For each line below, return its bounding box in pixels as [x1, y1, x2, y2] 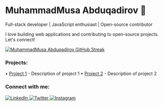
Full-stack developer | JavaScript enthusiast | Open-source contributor [5, 21, 153, 27]
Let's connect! [5, 37, 35, 43]
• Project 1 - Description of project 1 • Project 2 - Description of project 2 [5, 70, 157, 77]
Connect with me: [5, 83, 50, 90]
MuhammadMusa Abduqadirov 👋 [5, 5, 146, 16]
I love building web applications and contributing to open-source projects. [5, 31, 159, 37]
